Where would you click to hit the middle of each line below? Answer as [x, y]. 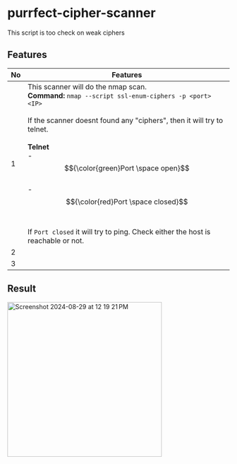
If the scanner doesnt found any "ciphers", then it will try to [126, 120]
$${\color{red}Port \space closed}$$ [127, 202]
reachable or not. [56, 240]
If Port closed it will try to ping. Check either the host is [119, 231]
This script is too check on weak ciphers [66, 33]
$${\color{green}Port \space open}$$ [127, 168]
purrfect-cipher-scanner [82, 13]
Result [22, 289]
